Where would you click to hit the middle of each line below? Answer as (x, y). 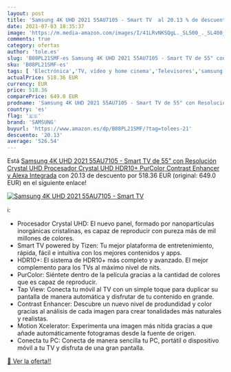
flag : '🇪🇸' (24, 116)
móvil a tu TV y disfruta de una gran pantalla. (81, 348)
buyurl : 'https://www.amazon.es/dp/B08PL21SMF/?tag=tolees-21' (100, 129)
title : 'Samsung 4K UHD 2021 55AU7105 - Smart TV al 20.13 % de (102, 20)
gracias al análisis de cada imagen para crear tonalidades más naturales (119, 311)
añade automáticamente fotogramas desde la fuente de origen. (107, 333)
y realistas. (32, 319)
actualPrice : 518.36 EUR (43, 77)
